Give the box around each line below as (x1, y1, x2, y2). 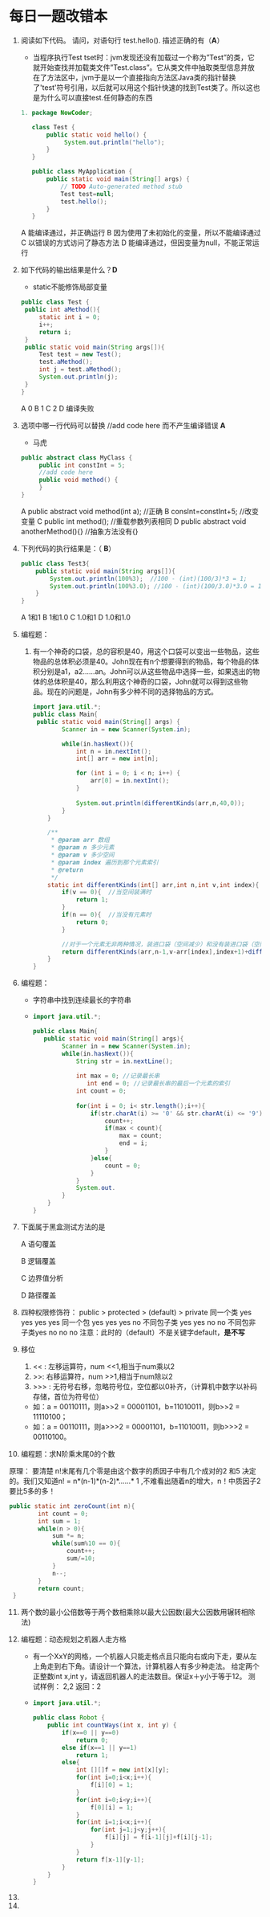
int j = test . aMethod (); (38, 366, 123, 374)
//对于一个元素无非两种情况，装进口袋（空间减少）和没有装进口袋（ (61, 940, 254, 948)
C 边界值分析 (20, 1273, 63, 1282)
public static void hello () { (46, 130, 147, 139)
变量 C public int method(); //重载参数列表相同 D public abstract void (20, 516, 247, 526)
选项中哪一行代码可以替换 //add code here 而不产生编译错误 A (20, 420, 226, 430)
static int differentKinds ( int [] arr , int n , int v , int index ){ (47, 881, 260, 889)
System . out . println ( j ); (38, 373, 119, 382)
